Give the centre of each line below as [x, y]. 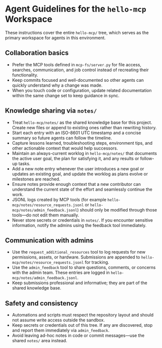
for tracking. [97, 262]
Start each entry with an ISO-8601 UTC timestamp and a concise [76, 133]
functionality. [25, 75]
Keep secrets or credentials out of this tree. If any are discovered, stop [82, 325]
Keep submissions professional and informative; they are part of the [80, 283]
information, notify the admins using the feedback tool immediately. [79, 225]
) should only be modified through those [117, 210]
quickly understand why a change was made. [57, 85]
